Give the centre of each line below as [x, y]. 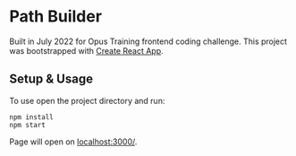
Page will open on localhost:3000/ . [73, 142]
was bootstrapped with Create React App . [86, 50]
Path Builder [56, 17]
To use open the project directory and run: [87, 100]
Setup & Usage [51, 79]
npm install [31, 117]
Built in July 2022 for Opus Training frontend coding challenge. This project [148, 41]
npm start [28, 125]
